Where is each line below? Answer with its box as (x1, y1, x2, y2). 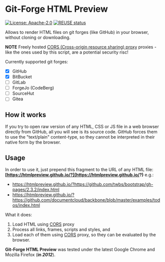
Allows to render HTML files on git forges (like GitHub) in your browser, (5, 29, 149, 35)
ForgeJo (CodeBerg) (12, 85, 54, 91)
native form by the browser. (5, 139, 61, 146)
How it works (5, 111, 46, 119)
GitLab (12, 80, 26, 86)
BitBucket (12, 74, 32, 80)
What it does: (5, 211, 32, 217)
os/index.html (12, 202, 40, 208)
